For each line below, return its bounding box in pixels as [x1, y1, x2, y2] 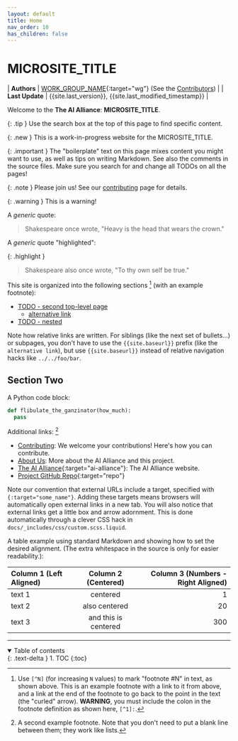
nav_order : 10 [7, 23, 50, 31]
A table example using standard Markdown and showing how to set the [7, 537, 215, 546]
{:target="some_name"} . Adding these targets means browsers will [7, 493, 200, 502]
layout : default [7, 10, 55, 18]
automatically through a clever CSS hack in [7, 516, 133, 524]
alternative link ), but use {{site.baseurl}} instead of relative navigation [7, 346, 225, 355]
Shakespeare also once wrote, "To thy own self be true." [24, 266, 190, 274]
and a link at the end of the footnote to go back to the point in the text [17, 690, 221, 698]
